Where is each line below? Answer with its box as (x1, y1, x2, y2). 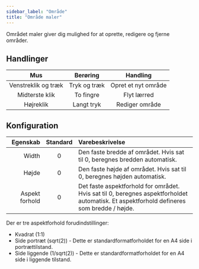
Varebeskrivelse (78, 138, 126, 147)
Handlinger (6, 54, 49, 64)
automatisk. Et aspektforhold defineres (78, 197, 186, 205)
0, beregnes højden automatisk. (78, 173, 166, 181)
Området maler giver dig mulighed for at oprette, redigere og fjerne (6, 30, 170, 37)
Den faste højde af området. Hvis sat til (78, 165, 187, 173)
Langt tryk (72, 101, 102, 109)
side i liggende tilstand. (14, 256, 72, 263)
